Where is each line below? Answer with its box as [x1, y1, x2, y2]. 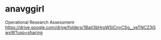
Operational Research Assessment [5, 19, 75, 25]
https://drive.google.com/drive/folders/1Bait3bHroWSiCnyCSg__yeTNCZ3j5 [5, 24, 156, 30]
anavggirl [5, 3, 45, 14]
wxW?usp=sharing [5, 29, 43, 35]
